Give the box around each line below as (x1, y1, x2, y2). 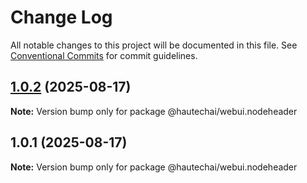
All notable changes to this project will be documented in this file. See (10, 39, 298, 51)
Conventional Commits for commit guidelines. (10, 49, 198, 61)
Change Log (10, 6, 113, 29)
